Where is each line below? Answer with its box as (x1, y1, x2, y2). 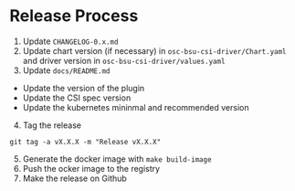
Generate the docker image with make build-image (22, 153, 212, 164)
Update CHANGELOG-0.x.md (22, 36, 119, 47)
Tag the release (22, 120, 82, 131)
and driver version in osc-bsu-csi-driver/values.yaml (22, 55, 226, 66)
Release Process (9, 5, 139, 27)
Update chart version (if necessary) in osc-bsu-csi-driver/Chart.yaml (22, 45, 287, 56)
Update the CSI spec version (22, 92, 132, 103)
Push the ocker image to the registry (22, 163, 161, 174)
